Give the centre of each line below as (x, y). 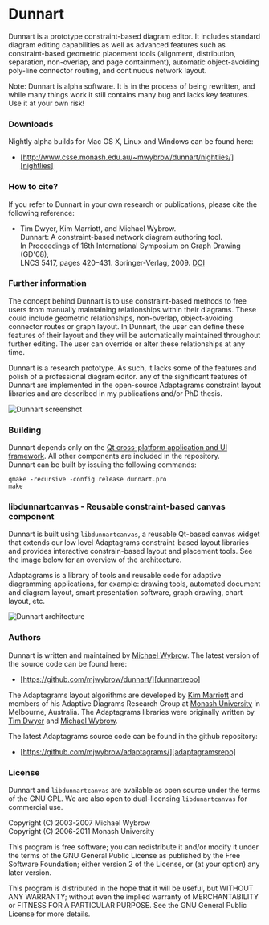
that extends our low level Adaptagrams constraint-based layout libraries (128, 543)
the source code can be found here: (67, 663)
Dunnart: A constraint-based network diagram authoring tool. (121, 237)
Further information (47, 283)
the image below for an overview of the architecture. (95, 560)
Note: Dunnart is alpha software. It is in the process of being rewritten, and (132, 86)
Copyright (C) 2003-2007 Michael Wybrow (79, 823)
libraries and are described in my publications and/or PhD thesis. (116, 393)
